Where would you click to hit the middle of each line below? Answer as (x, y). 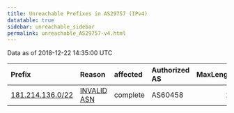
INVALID (94, 91)
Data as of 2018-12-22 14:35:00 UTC (60, 53)
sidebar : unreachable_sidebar (51, 27)
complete (129, 95)
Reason (93, 75)
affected (128, 75)
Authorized (171, 70)
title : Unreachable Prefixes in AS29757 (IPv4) (78, 14)
